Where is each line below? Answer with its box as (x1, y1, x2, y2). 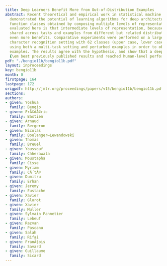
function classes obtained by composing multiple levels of (9, 21, 137, 26)
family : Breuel (9, 142, 41, 147)
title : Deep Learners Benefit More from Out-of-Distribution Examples (5, 7, 155, 12)
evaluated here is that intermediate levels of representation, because (9, 26, 164, 31)
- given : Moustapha (5, 156, 46, 161)
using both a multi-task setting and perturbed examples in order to (9, 44, 157, 49)
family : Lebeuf (9, 216, 41, 221)
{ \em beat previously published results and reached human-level (9, 53, 148, 59)
